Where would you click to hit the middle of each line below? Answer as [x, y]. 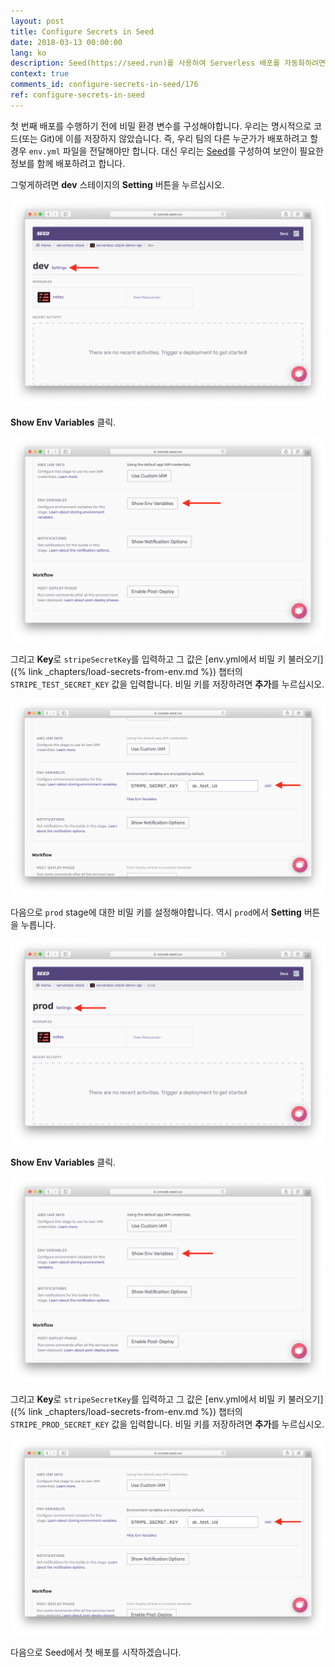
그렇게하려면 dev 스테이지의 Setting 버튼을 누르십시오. [117, 184]
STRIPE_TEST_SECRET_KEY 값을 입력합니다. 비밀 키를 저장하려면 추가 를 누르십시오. [167, 684]
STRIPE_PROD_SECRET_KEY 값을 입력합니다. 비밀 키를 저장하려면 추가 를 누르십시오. [167, 1424]
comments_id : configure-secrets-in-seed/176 [104, 85]
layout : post [37, 21]
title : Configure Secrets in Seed [82, 31]
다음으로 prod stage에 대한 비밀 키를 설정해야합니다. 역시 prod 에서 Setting [156, 912]
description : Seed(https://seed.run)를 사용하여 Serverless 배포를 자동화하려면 [168, 63]
